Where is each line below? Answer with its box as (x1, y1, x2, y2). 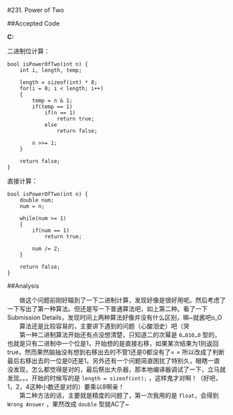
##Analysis (7, 282, 40, 290)
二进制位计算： (7, 47, 50, 55)
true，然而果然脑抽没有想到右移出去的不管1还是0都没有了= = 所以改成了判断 (7, 348, 225, 356)
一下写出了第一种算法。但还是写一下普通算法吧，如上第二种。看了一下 (7, 305, 208, 312)
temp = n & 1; (32, 97, 73, 104)
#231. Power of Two (7, 6, 64, 14)
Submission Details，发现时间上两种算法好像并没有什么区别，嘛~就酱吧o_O (7, 313, 223, 321)
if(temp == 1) (32, 103, 73, 110)
